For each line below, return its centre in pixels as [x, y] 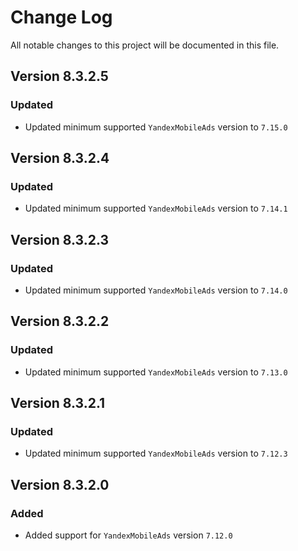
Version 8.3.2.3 [60, 239]
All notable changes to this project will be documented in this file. [145, 45]
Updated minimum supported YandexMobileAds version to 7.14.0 [156, 290]
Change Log [61, 17]
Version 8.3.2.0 [60, 484]
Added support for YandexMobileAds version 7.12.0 [128, 535]
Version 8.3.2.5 [59, 76]
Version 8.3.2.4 [60, 158]
